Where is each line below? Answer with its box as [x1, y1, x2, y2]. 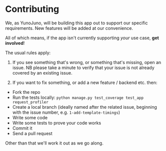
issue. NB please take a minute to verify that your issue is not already [12, 65, 155, 71]
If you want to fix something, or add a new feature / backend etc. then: [12, 79, 158, 85]
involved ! [5, 40, 25, 46]
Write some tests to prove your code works [12, 120, 101, 126]
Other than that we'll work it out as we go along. [5, 140, 104, 146]
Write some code [12, 114, 48, 120]
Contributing [5, 3, 59, 15]
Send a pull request [12, 130, 53, 136]
